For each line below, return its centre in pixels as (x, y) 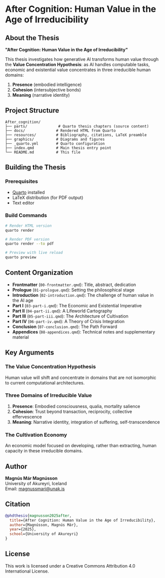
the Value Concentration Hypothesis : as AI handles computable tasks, (77, 64)
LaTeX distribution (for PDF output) (48, 197)
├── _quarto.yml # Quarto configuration (55, 144)
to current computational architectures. (45, 383)
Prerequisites (21, 181)
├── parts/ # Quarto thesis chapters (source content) (77, 126)
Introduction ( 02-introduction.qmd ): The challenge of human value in (83, 295)
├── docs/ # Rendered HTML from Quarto (61, 130)
